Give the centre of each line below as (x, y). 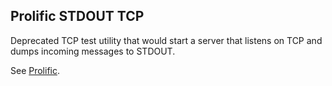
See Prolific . (35, 70)
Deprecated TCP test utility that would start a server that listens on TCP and (166, 40)
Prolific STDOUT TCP (77, 16)
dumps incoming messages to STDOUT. (93, 51)
